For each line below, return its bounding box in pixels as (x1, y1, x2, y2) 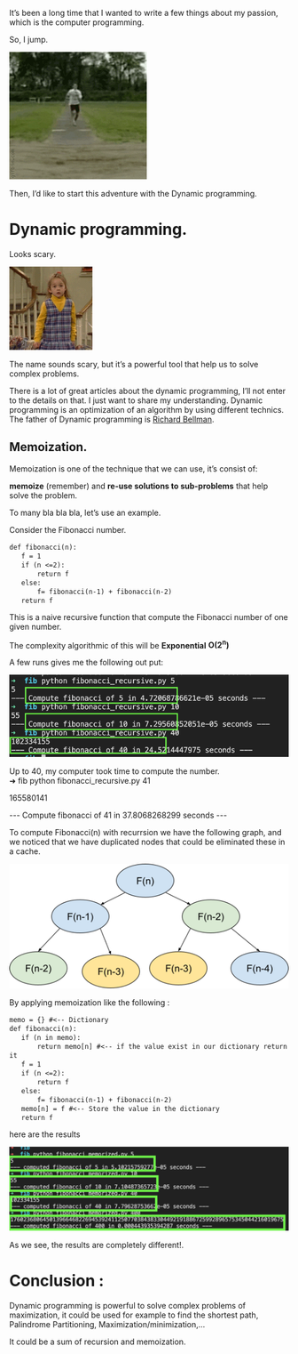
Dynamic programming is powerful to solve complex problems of (9, 1301, 247, 1310)
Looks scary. (9, 248, 56, 259)
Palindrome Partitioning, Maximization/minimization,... (9, 1319, 206, 1329)
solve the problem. (9, 489, 78, 501)
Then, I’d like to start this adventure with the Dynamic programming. (9, 189, 257, 198)
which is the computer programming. (9, 17, 145, 28)
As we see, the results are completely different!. (9, 1240, 184, 1251)
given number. (9, 621, 62, 632)
